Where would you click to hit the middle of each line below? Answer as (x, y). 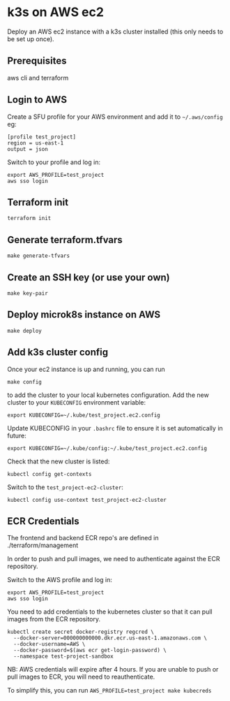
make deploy (24, 331)
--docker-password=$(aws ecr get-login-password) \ (90, 651)
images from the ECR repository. (54, 619)
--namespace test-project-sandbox (63, 657)
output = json (28, 149)
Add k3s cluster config (58, 353)
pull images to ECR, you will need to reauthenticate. (81, 677)
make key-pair (28, 294)
